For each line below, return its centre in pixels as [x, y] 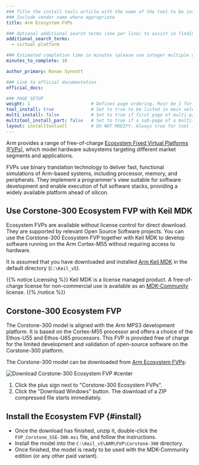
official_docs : [25, 88]
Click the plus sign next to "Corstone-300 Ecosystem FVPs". [89, 385]
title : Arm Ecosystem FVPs [39, 23]
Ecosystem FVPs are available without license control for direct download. [97, 225]
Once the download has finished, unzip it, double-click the [86, 431]
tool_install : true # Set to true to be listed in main [94, 110]
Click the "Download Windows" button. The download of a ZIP [91, 391]
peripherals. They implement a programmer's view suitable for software [94, 179]
